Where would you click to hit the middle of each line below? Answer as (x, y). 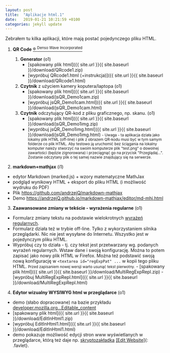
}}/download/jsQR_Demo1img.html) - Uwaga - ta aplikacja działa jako (94, 135)
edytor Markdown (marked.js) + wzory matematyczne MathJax (78, 176)
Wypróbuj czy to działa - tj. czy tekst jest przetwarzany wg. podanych (85, 245)
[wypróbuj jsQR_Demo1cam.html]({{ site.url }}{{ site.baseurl (90, 102)
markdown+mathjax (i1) (38, 167)
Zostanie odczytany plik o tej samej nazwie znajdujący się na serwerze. (90, 157)
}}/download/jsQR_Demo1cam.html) (65, 108)
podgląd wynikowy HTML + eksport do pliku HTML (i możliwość (79, 182)
